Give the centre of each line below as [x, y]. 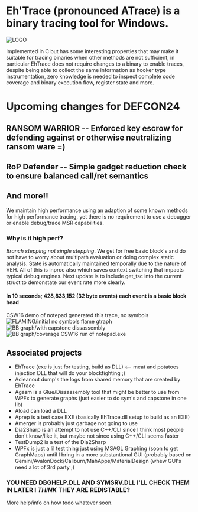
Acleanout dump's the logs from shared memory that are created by [98, 380]
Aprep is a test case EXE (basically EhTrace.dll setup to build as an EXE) [102, 417]
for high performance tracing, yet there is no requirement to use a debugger [99, 216]
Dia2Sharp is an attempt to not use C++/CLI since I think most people [99, 430]
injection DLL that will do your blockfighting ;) [70, 373]
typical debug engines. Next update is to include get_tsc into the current [94, 276]
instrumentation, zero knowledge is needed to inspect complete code [91, 76]
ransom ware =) [36, 147]
